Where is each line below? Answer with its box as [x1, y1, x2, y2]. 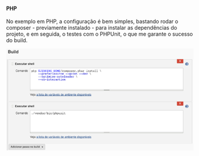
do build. [6, 37, 28, 44]
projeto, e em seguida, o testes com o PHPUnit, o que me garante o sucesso [6, 30, 193, 38]
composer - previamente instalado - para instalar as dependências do [6, 24, 177, 31]
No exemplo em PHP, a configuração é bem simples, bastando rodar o [6, 18, 178, 25]
